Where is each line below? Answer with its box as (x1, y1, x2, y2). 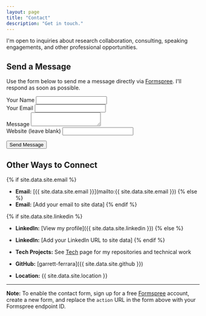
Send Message (9, 141, 44, 148)
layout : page (6, 9, 40, 15)
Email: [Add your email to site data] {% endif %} (15, 201, 137, 208)
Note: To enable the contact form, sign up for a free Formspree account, (6, 290, 189, 297)
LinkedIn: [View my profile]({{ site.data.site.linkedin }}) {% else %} (15, 225, 184, 231)
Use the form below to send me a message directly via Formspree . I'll (6, 78, 182, 85)
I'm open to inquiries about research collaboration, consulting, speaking (6, 37, 188, 45)
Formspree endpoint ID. (6, 303, 66, 310)
